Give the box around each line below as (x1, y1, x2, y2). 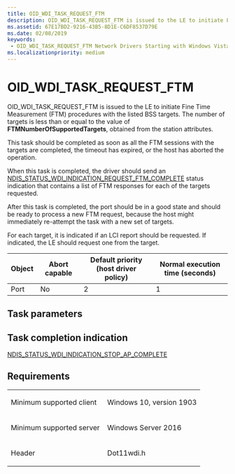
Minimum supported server (10, 422, 100, 432)
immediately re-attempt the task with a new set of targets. (7, 217, 175, 226)
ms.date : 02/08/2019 (7, 29, 68, 37)
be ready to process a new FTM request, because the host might (7, 210, 194, 218)
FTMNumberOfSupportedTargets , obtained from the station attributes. (7, 124, 213, 133)
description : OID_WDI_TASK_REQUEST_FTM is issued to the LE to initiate (7, 17, 224, 24)
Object (10, 264, 34, 273)
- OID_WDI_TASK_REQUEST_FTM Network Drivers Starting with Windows (10, 43, 211, 50)
